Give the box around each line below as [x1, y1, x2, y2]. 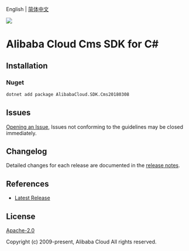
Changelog [6, 146, 47, 156]
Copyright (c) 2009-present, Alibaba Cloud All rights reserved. [6, 238, 157, 245]
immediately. [6, 129, 37, 136]
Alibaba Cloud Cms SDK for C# [6, 37, 159, 51]
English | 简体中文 [6, 6, 49, 12]
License [6, 211, 36, 221]
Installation [6, 61, 48, 71]
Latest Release [14, 194, 51, 201]
